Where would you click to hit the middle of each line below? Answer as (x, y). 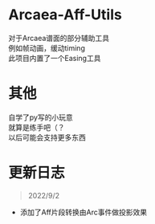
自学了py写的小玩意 (41, 117)
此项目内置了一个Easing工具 (55, 58)
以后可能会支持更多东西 (47, 137)
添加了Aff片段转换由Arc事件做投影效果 (83, 212)
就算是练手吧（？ (37, 127)
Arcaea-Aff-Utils (65, 15)
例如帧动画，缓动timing (47, 48)
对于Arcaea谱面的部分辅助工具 (59, 38)
